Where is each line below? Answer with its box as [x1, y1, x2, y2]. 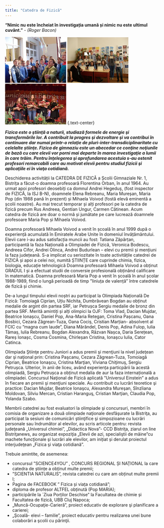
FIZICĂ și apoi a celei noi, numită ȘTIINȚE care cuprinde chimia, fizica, [5, 257, 146, 263]
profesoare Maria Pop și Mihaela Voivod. [5, 217, 87, 222]
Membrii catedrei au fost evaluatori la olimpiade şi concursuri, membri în [5, 405, 150, 411]
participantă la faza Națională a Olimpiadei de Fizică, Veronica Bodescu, [5, 242, 150, 247]
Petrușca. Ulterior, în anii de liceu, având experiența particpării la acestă [5, 364, 150, 370]
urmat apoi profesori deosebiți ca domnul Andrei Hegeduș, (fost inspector [5, 185, 154, 191]
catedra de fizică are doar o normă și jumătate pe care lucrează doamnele [5, 211, 154, 217]
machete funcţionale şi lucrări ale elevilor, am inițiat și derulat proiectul [5, 436, 147, 442]
